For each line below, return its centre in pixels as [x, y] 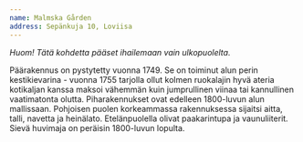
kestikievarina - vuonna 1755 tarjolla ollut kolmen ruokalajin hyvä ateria [142, 79]
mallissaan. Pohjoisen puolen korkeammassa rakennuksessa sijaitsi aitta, [146, 108]
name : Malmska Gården [51, 18]
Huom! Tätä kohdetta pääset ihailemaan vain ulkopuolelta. [120, 52]
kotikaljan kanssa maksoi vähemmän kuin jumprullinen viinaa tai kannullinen [152, 89]
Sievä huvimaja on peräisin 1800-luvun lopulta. [97, 127]
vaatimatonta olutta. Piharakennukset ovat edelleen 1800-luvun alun [137, 99]
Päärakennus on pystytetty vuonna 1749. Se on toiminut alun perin [134, 70]
